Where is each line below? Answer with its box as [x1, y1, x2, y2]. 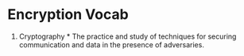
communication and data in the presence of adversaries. [18, 39, 204, 49]
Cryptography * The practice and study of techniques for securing [18, 32, 237, 41]
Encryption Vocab [7, 6, 129, 24]
